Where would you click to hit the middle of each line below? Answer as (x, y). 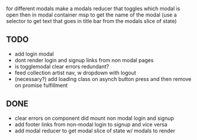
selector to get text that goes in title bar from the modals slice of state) (91, 21)
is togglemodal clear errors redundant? (62, 66)
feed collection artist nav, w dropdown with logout (75, 73)
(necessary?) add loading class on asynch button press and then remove (103, 79)
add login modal (34, 54)
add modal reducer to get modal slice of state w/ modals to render (95, 131)
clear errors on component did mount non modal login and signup (94, 118)
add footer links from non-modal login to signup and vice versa (91, 124)
